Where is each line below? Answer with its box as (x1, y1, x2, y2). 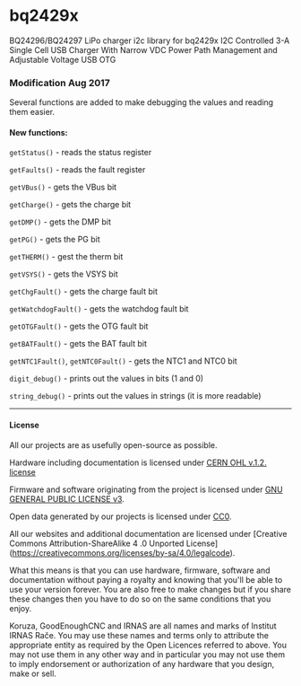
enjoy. (9, 602, 32, 613)
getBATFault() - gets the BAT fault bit (9, 339, 148, 349)
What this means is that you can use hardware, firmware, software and (9, 565, 271, 576)
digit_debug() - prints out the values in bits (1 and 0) (9, 374, 204, 384)
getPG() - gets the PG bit (9, 234, 100, 245)
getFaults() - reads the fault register (9, 164, 146, 175)
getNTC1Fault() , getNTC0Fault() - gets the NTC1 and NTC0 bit (9, 356, 237, 366)
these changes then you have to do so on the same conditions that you (9, 594, 271, 604)
